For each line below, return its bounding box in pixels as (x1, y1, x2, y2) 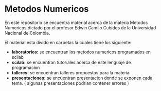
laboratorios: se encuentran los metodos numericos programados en (11, 49, 151, 55)
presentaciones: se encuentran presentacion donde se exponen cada (11, 75, 153, 81)
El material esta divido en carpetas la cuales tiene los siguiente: (4, 39, 132, 45)
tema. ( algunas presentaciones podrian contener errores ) (11, 80, 129, 86)
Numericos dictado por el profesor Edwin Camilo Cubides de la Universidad (4, 24, 156, 30)
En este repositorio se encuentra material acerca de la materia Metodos (4, 20, 148, 25)
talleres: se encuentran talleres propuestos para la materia (11, 69, 130, 75)
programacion (11, 65, 40, 70)
